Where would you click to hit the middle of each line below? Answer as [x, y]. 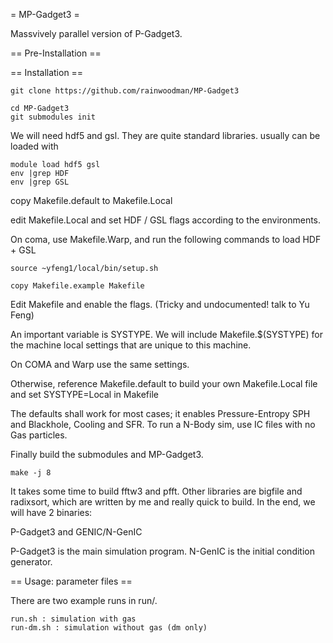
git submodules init [53, 117]
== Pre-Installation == [56, 53]
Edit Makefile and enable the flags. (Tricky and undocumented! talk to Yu [160, 304]
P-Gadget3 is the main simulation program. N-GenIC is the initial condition [162, 551]
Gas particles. [39, 435]
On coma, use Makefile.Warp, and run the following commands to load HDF [166, 239]
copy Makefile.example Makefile [77, 286]
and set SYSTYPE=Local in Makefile [84, 394]
